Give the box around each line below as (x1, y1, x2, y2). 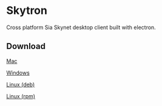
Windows (6, 69, 30, 76)
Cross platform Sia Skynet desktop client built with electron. (6, 24, 156, 31)
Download (6, 41, 46, 51)
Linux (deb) (6, 81, 35, 88)
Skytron (6, 4, 47, 18)
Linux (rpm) (6, 92, 35, 100)
